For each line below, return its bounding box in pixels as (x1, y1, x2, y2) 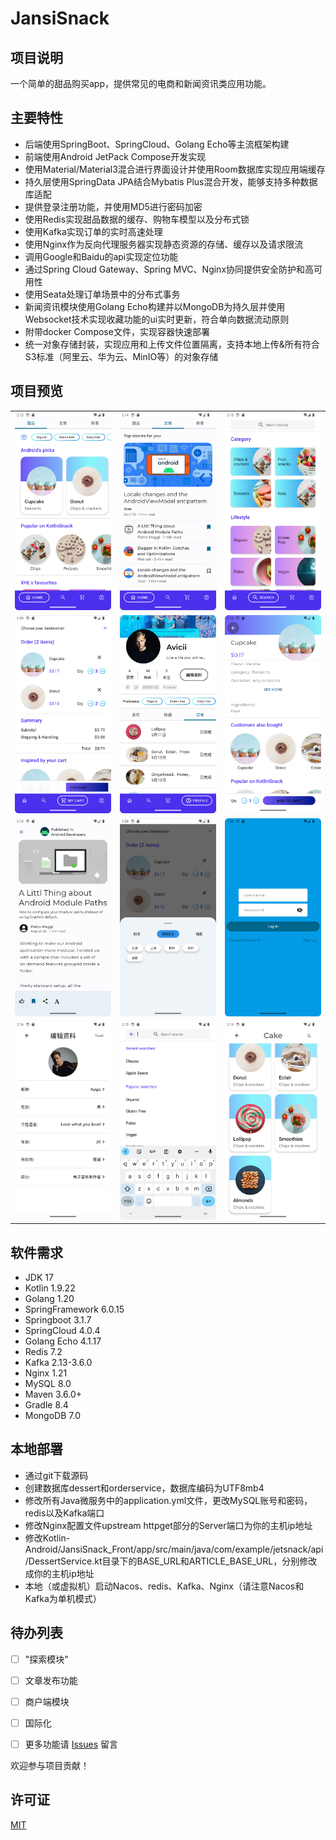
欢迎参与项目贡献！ (10, 1760, 90, 1771)
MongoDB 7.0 (24, 1410, 81, 1422)
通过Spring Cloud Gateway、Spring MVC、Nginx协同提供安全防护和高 (24, 263, 315, 275)
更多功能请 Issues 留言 (24, 1738, 119, 1750)
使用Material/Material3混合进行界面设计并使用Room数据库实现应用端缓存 (24, 163, 326, 175)
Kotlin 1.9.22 (24, 1282, 76, 1294)
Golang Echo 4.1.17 (24, 1335, 102, 1347)
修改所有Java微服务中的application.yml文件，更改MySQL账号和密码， (24, 1494, 313, 1506)
